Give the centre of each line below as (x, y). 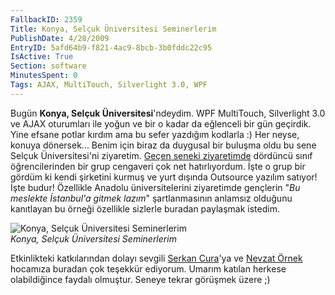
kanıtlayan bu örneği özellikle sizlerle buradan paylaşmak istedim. (145, 208)
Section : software (48, 66)
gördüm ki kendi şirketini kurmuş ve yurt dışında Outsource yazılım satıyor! (164, 177)
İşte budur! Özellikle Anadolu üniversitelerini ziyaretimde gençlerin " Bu (155, 187)
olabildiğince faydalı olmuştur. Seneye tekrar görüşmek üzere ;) (140, 279)
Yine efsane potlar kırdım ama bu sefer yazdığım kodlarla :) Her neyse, (155, 134)
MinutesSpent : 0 (44, 76)
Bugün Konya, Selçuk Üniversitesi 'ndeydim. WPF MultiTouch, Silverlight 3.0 (168, 113)
